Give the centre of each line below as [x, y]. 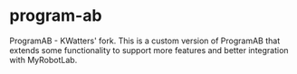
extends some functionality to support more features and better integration [149, 50]
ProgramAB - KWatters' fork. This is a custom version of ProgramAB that [145, 41]
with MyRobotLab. [43, 60]
